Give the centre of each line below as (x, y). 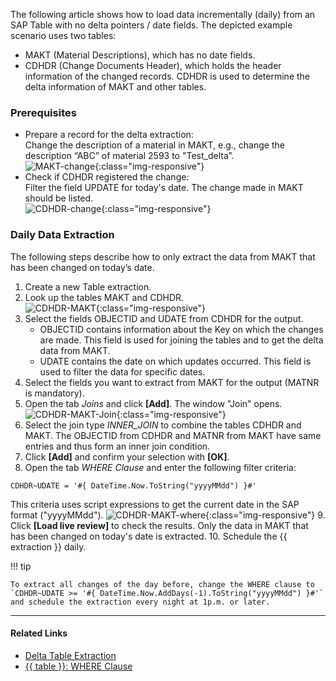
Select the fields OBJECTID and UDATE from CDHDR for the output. (164, 318)
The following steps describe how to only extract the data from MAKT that (163, 256)
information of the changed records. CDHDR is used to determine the (167, 76)
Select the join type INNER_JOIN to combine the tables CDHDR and (163, 425)
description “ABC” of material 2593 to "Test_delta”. (129, 156)
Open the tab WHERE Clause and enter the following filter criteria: (160, 467)
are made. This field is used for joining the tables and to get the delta (181, 340)
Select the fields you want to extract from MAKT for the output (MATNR (172, 382)
